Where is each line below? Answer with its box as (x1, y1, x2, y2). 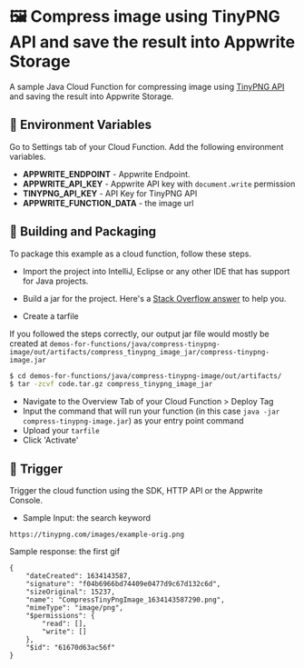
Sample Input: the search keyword (22, 513, 152, 523)
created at (9, 337, 48, 349)
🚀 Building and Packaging (9, 224, 157, 240)
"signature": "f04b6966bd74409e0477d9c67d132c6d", (25, 580, 221, 589)
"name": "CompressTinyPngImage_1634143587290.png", (25, 595, 225, 604)
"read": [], (42, 619, 88, 629)
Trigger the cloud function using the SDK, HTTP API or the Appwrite (9, 485, 263, 496)
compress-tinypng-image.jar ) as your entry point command (22, 415, 244, 426)
